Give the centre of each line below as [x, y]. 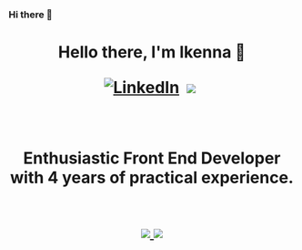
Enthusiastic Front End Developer [152, 158]
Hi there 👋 [31, 15]
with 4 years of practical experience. [152, 178]
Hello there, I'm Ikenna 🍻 [152, 52]
